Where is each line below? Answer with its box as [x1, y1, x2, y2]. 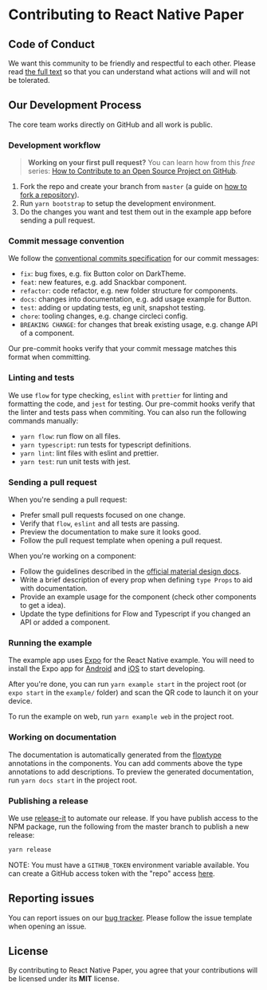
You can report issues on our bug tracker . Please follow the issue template [8, 913, 253, 922]
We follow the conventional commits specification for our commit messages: [8, 254, 260, 263]
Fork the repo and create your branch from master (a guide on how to [19, 182, 247, 191]
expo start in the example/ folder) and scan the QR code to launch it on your [8, 688, 259, 697]
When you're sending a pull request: [8, 495, 128, 504]
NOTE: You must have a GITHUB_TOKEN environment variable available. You [8, 860, 249, 870]
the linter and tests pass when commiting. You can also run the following [8, 407, 247, 416]
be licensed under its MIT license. [8, 974, 120, 984]
